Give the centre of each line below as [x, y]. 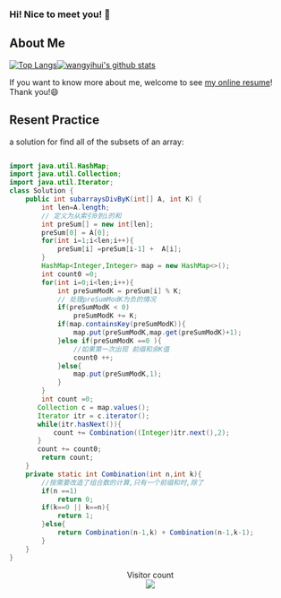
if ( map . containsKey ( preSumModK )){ [121, 325]
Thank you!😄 [34, 91]
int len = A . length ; [76, 207]
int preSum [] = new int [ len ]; [98, 224]
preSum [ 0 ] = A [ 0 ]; [76, 232]
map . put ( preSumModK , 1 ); [118, 374]
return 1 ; [75, 516]
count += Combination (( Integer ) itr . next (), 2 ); [141, 433]
